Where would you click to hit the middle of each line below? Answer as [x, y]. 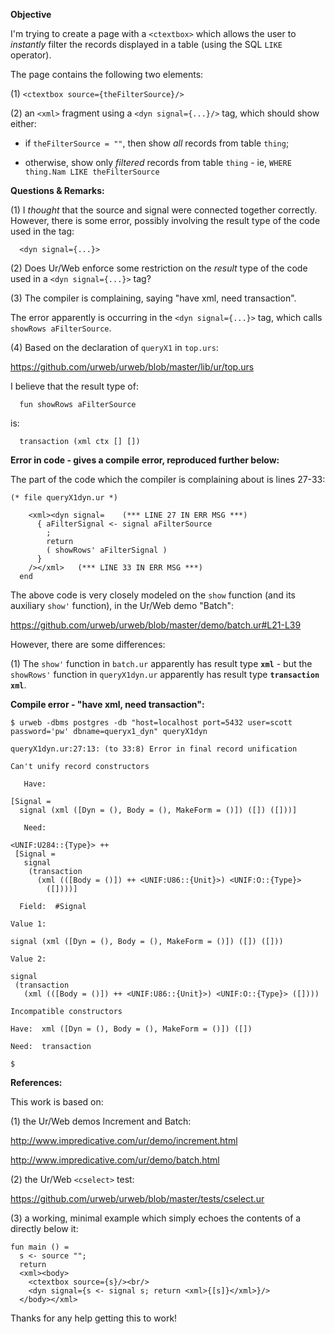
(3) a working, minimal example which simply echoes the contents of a [156, 1218]
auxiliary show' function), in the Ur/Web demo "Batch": [122, 605]
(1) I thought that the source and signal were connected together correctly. [164, 210]
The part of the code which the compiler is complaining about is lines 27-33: [168, 479]
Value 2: [28, 959]
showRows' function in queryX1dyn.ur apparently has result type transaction [165, 674]
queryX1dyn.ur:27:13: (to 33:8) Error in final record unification [154, 749]
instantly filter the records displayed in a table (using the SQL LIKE [146, 44]
